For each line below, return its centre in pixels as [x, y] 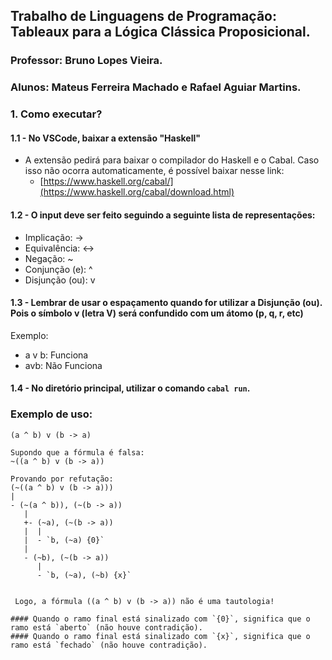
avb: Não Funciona [63, 365]
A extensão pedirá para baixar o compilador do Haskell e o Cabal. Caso [172, 160]
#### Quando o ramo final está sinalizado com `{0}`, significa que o [160, 619]
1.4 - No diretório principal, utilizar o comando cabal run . [130, 388]
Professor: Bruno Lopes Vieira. [86, 61]
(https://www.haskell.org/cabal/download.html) [137, 192]
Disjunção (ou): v [60, 280]
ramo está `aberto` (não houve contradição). [106, 627]
